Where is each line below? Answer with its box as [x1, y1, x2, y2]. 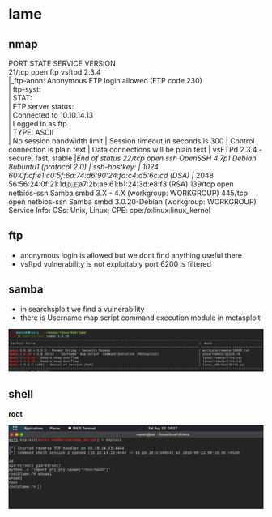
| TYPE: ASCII [8, 127, 54, 137]
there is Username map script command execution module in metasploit [19, 313, 261, 323]
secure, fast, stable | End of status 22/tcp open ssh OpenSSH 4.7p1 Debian [8, 153, 257, 163]
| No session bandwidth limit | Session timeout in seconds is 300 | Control [8, 136, 255, 146]
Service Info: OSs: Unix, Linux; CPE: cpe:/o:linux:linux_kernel [8, 206, 211, 215]
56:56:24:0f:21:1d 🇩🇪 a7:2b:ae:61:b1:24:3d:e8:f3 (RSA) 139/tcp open [8, 179, 235, 189]
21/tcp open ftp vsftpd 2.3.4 [8, 67, 101, 77]
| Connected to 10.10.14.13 [8, 110, 94, 120]
